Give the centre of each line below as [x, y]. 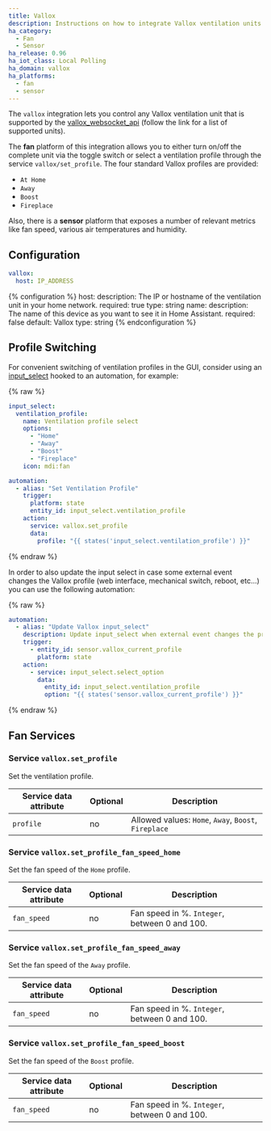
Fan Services [42, 736]
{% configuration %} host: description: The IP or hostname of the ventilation [135, 296]
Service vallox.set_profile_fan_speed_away [95, 948]
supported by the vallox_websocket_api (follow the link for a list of [118, 123]
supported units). [37, 131]
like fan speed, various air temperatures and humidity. [98, 229]
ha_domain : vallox [39, 69]
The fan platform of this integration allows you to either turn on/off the [125, 147]
